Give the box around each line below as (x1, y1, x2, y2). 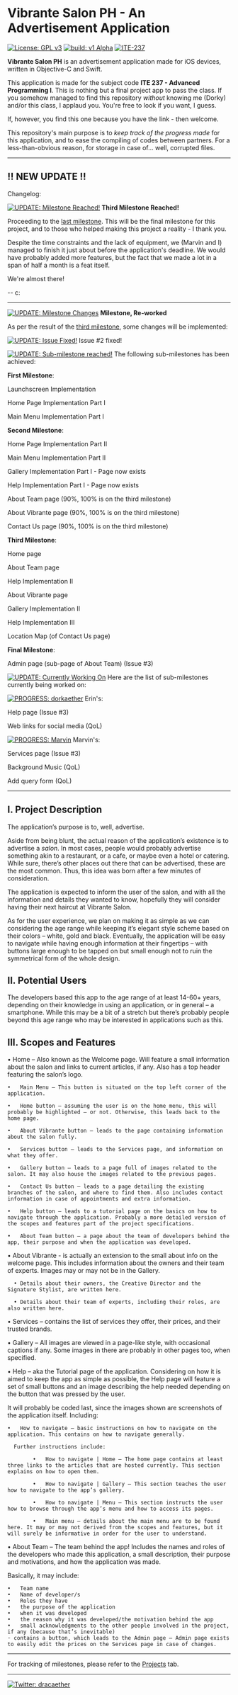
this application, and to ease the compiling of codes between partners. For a (7, 136, 230, 144)
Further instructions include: (13, 1444, 106, 1451)
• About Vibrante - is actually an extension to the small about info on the (7, 1252, 218, 1260)
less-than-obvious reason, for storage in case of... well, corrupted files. (7, 143, 215, 152)
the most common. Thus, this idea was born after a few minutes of (7, 866, 201, 875)
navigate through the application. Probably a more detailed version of (7, 1214, 227, 1221)
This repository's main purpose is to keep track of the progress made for (7, 128, 220, 137)
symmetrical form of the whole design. (7, 954, 120, 963)
